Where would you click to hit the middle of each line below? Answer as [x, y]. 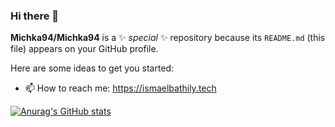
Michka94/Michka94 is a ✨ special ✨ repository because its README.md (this [168, 38]
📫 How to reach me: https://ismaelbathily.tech [120, 88]
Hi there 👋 [35, 16]
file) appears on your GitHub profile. [84, 49]
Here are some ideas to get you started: [92, 68]
